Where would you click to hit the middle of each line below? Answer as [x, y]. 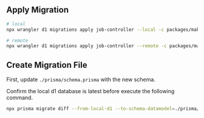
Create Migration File [47, 65]
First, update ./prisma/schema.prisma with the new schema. [81, 80]
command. [20, 98]
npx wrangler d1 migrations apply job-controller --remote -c [87, 46]
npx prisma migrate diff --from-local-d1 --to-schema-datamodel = [90, 109]
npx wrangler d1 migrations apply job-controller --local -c [85, 30]
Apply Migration [37, 10]
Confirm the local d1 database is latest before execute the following [90, 91]
